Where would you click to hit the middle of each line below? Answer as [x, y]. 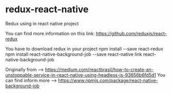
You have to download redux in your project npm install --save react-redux [84, 49]
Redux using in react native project [42, 24]
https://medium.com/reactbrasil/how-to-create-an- [99, 69]
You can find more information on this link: [50, 33]
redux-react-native [47, 9]
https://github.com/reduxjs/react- [131, 33]
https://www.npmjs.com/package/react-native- [108, 80]
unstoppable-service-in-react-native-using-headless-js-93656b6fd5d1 [81, 75]
